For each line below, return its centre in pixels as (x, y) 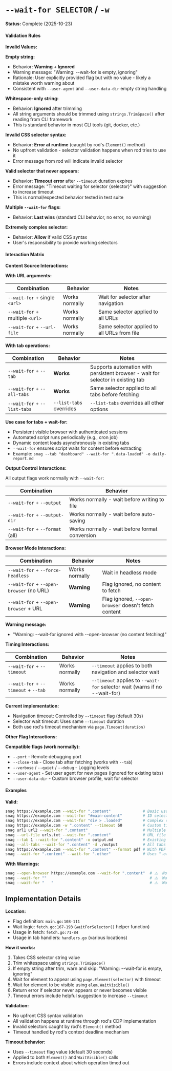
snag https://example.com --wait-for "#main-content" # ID (79, 816)
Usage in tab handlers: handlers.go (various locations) (70, 938)
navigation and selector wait (125, 672)
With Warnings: (22, 864)
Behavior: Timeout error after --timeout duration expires (73, 181)
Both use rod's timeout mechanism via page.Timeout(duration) (79, 727)
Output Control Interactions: (36, 468)
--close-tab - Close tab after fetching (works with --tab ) (73, 762)
